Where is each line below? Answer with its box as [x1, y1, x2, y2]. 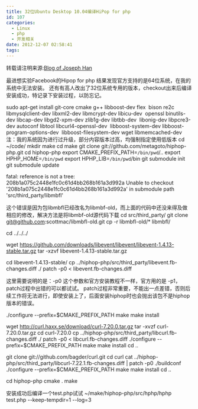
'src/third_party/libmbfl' [6, 191, 64, 199]
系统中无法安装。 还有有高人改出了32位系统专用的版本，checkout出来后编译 [6, 84, 192, 91]
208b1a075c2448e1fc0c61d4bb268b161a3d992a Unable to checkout [6, 179, 174, 186]
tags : [6, 47, 20, 53]
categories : [6, 20, 35, 25]
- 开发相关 [11, 36, 35, 42]
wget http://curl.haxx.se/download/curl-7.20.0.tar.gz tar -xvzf [6, 322, 155, 330]
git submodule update [6, 161, 60, 168]
